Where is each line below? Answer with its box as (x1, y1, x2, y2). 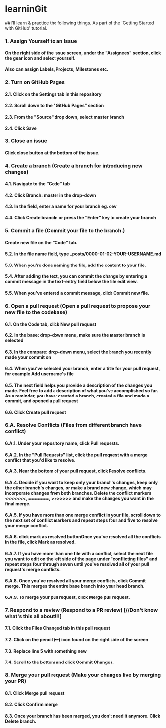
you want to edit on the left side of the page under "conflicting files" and (5, 556, 158, 562)
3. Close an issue (5, 137, 47, 144)
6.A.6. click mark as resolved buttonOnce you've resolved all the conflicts (5, 534, 161, 540)
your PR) (5, 678, 26, 685)
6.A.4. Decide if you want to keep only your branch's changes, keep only (5, 479, 158, 485)
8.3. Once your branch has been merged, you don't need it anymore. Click (5, 713, 160, 719)
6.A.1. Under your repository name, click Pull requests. (5, 440, 120, 446)
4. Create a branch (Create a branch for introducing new (5, 162, 143, 169)
